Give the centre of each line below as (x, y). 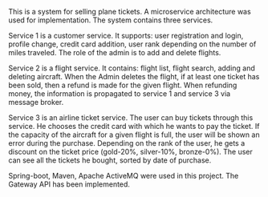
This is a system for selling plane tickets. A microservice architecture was (130, 12)
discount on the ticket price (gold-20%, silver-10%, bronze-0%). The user (130, 152)
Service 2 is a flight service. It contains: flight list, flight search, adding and (132, 68)
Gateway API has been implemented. (69, 184)
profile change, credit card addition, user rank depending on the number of (132, 44)
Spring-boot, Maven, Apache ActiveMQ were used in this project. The (124, 176)
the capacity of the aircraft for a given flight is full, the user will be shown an (134, 135)
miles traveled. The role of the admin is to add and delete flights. (115, 52)
